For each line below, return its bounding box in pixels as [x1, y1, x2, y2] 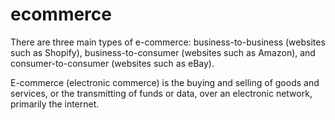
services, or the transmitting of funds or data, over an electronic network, [10, 87, 313, 99]
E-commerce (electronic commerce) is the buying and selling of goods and [10, 76, 320, 88]
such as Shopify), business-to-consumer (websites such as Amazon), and [10, 46, 316, 58]
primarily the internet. [10, 98, 100, 110]
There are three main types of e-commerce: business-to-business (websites [10, 36, 326, 48]
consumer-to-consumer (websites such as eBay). [10, 57, 215, 69]
